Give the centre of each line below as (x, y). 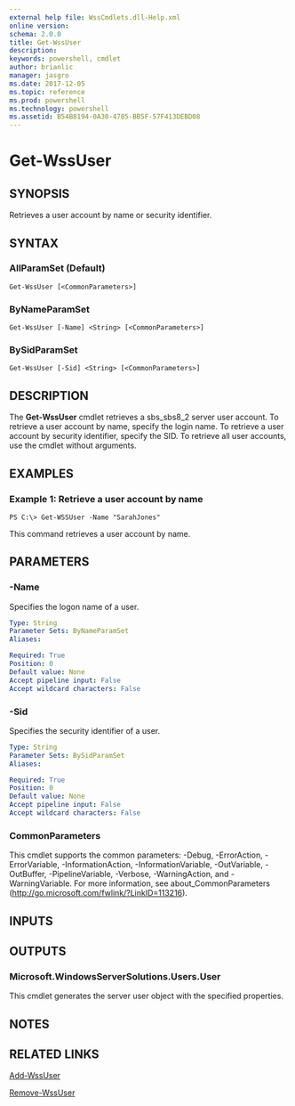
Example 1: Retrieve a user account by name (106, 499)
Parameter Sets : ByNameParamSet (69, 631)
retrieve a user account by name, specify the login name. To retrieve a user (147, 427)
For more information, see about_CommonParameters (172, 883)
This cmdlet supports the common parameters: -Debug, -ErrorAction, (136, 855)
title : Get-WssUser (45, 42)
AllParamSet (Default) (57, 268)
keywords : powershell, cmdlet (65, 59)
